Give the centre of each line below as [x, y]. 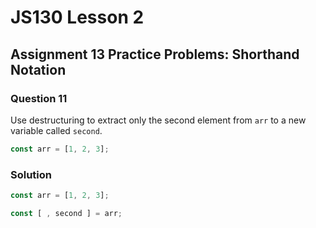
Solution [31, 174]
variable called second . [56, 130]
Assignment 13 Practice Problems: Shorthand [155, 54]
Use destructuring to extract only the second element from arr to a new [158, 120]
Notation [38, 69]
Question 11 [39, 98]
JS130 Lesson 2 [77, 17]
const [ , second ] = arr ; [66, 213]
